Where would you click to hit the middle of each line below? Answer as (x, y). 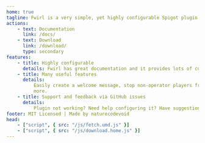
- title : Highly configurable (56, 63)
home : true (20, 12)
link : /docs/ (39, 35)
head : (13, 119)
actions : (17, 23)
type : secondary (43, 52)
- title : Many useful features (57, 74)
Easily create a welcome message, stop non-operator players (113, 86)
